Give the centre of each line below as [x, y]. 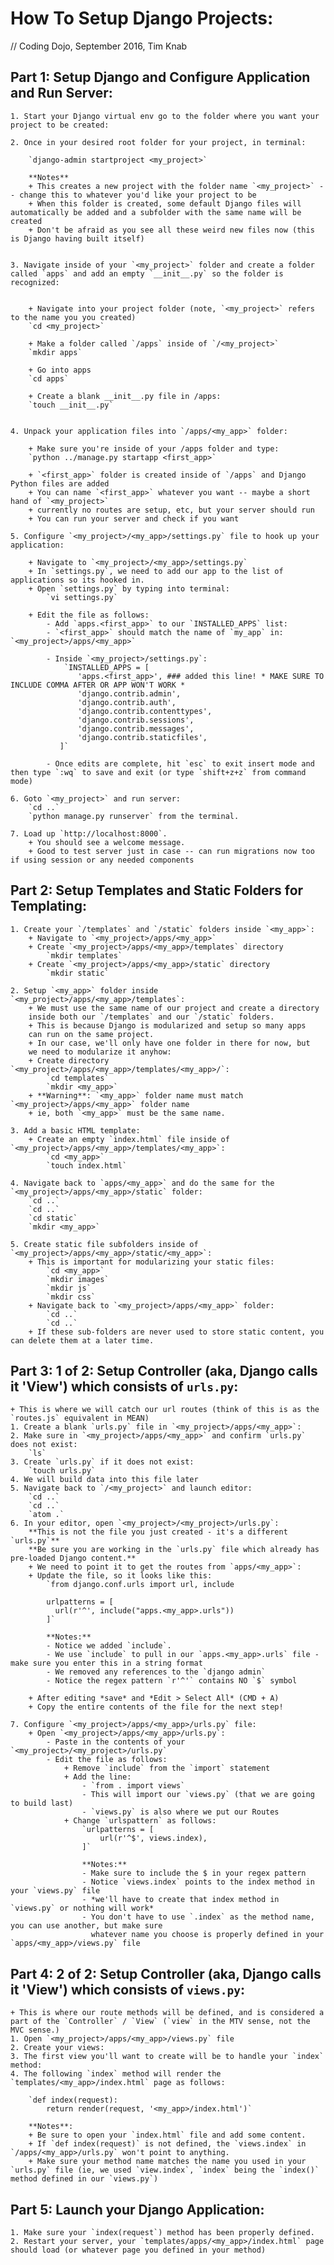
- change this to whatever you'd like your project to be [133, 195]
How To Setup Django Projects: [142, 18]
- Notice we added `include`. [109, 1646]
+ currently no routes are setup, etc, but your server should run [171, 510]
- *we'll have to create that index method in [180, 1900]
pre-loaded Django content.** [73, 1558]
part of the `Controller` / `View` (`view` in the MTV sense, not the [160, 2022]
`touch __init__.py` [71, 405]
